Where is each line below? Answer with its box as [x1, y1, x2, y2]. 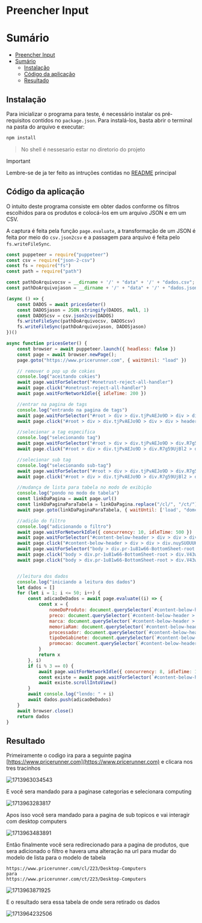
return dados [17, 713, 50, 720]
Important [6, 157, 31, 165]
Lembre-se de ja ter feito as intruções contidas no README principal [6, 169, 176, 176]
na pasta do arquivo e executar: [6, 123, 85, 130]
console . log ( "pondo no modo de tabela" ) [17, 490, 120, 496]
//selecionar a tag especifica [17, 429, 96, 435]
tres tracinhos [6, 764, 41, 772]
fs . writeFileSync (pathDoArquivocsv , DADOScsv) [17, 318, 136, 325]
